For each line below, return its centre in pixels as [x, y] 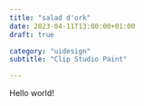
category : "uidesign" [50, 51]
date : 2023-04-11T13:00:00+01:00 [72, 26]
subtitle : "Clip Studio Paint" [68, 60]
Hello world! [32, 93]
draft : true [32, 34]
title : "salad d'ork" [50, 18]
